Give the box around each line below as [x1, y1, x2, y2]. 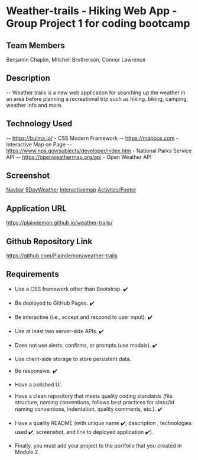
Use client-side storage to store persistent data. [14, 355, 131, 362]
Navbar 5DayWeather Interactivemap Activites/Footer [6, 186, 137, 193]
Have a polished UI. [14, 381, 63, 388]
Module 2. [14, 448, 40, 455]
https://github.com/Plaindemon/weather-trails [6, 252, 118, 259]
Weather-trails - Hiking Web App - [6, 4, 177, 18]
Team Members [6, 40, 65, 50]
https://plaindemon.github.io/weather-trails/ [6, 219, 113, 226]
